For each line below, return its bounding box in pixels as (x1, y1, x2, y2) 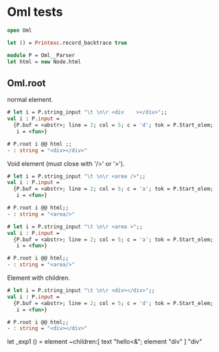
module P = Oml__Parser (7, 52, 76, 59)
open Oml (7, 27, 32, 34)
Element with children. (7, 273, 70, 282)
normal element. (7, 96, 54, 104)
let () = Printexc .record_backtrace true (7, 39, 128, 46)
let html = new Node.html (7, 58, 81, 65)
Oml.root (7, 77, 46, 89)
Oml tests (7, 4, 63, 20)
